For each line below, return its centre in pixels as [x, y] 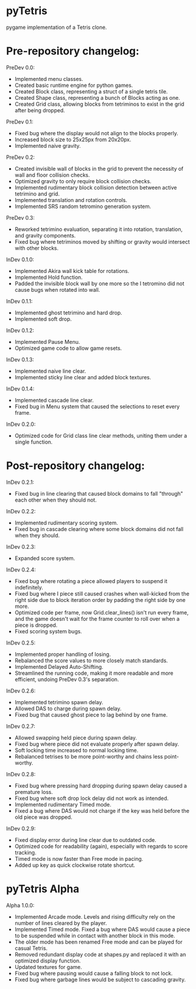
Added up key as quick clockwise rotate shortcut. [75, 865]
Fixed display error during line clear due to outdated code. [85, 840]
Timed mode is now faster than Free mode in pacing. [79, 858]
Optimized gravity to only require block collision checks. [83, 181]
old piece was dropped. [43, 817]
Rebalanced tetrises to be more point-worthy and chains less [89, 756]
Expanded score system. [45, 558]
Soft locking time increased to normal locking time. [76, 750]
